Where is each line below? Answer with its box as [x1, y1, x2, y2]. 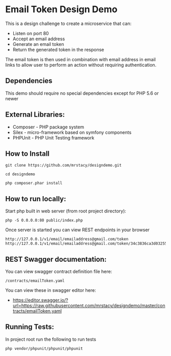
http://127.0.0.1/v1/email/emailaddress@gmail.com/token [5, 237, 129, 242]
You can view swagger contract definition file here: [5, 268, 112, 275]
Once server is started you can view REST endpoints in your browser [5, 227, 150, 233]
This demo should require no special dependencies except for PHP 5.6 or [5, 90, 159, 96]
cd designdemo [5, 172, 36, 177]
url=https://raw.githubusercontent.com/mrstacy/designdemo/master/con [12, 303, 165, 309]
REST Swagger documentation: [5, 255, 107, 263]
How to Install [5, 149, 50, 158]
